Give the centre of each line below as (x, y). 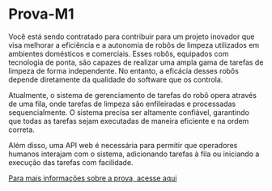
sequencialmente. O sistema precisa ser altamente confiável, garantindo (129, 112)
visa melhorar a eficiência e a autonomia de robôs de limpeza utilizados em (134, 45)
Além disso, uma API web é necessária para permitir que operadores (123, 145)
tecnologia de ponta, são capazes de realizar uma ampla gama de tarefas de (136, 62)
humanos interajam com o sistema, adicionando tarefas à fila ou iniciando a (134, 154)
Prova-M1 (41, 14)
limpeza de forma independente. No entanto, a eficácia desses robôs (123, 70)
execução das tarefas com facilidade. (71, 162)
